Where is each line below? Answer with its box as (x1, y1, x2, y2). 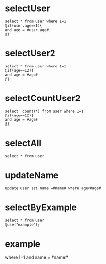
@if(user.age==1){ (5, 23, 42, 28)
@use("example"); (5, 222, 40, 227)
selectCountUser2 (5, 93, 81, 104)
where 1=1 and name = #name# (5, 254, 68, 260)
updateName (5, 169, 59, 181)
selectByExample (5, 202, 77, 213)
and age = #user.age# (5, 27, 49, 32)
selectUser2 (5, 48, 56, 59)
